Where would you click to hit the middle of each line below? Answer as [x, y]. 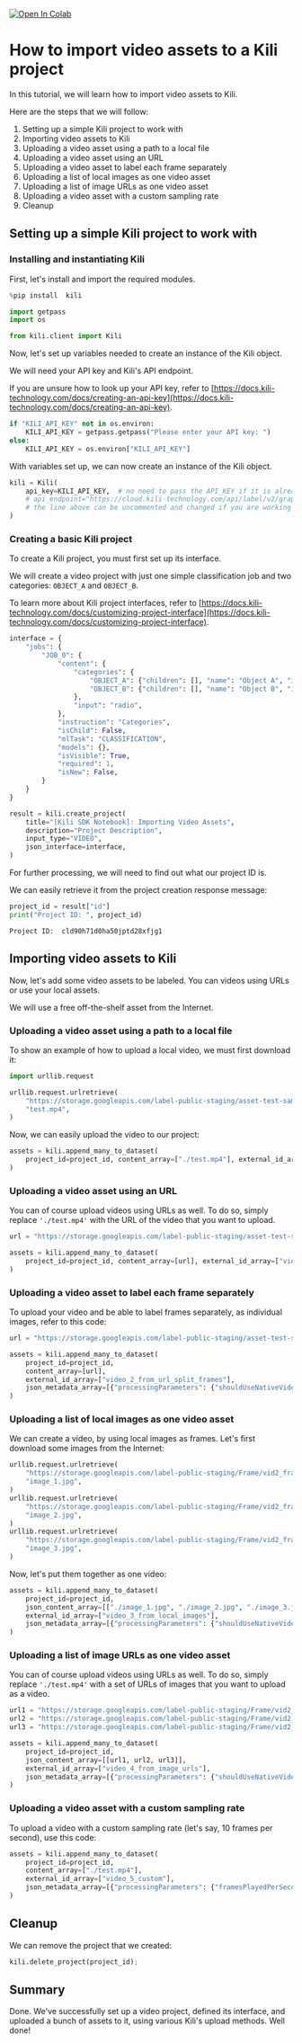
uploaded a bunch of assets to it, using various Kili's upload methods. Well [147, 2021]
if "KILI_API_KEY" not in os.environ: [82, 424]
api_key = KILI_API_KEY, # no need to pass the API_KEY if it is [148, 491]
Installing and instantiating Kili [77, 259]
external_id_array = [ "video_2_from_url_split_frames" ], [130, 1379]
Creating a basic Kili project [71, 539]
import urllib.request [52, 1076]
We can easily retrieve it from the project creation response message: [138, 890]
